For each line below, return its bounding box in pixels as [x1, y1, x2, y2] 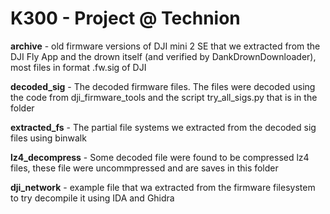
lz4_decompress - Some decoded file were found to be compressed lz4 [10, 151, 310, 163]
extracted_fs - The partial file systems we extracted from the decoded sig [10, 121, 317, 133]
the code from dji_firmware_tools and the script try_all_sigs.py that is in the [10, 91, 318, 103]
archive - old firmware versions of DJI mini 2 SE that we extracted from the [10, 40, 321, 52]
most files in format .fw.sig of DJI [10, 61, 147, 73]
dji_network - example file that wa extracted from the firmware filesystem [10, 181, 316, 193]
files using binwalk [10, 132, 87, 144]
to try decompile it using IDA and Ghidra [10, 192, 175, 204]
